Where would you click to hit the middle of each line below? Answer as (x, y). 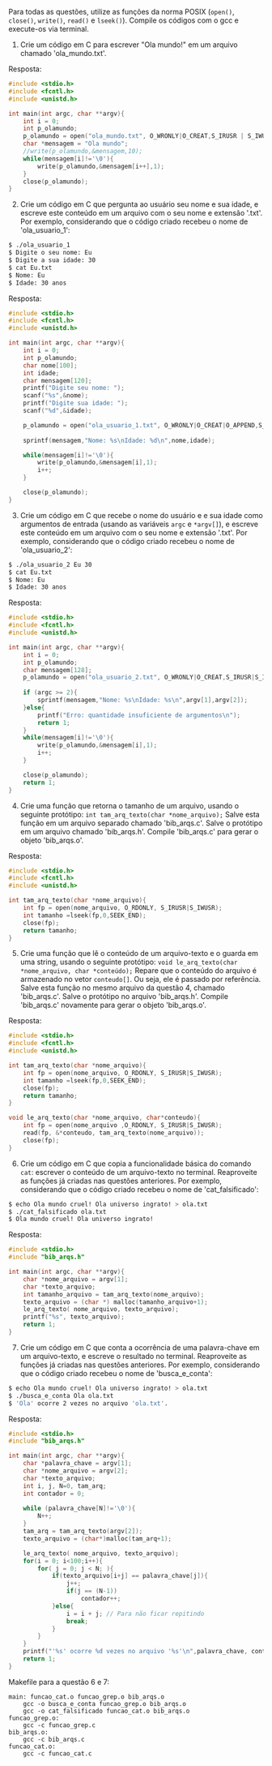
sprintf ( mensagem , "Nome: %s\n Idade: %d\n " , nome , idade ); (119, 440)
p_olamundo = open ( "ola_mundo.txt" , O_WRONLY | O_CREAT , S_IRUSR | (134, 136)
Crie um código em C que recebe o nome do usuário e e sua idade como (141, 515)
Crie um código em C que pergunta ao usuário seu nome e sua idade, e (139, 204)
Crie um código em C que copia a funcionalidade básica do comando (136, 1164)
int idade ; (41, 373)
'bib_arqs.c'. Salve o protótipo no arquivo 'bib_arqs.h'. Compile (124, 997)
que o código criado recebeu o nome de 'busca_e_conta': (116, 1373)
